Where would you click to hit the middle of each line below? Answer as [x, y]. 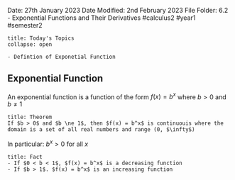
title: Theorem [30, 117]
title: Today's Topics [41, 38]
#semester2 [25, 25]
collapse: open [30, 45]
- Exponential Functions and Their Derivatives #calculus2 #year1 [102, 18]
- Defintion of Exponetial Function [61, 57]
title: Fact [25, 157]
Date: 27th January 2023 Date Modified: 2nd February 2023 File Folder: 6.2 [118, 10]
